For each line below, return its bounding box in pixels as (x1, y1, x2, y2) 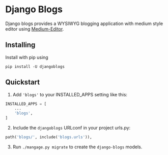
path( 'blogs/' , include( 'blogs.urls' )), (5, 135, 93, 140)
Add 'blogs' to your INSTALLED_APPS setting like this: (12, 91, 128, 97)
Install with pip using (5, 54, 48, 60)
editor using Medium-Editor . (5, 25, 64, 32)
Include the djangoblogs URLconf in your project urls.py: (12, 125, 131, 131)
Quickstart (5, 78, 40, 87)
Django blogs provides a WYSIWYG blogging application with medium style (5, 20, 163, 27)
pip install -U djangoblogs (5, 64, 65, 69)
